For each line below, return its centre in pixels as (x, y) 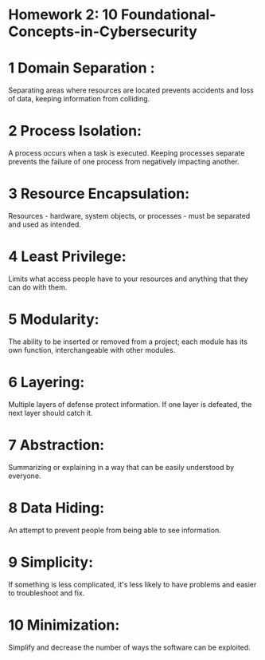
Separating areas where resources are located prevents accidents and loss (131, 90)
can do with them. (38, 287)
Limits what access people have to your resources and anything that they (128, 279)
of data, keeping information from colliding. (79, 99)
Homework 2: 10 (63, 15)
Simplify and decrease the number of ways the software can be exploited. (129, 647)
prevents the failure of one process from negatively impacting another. (124, 162)
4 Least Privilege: (67, 257)
